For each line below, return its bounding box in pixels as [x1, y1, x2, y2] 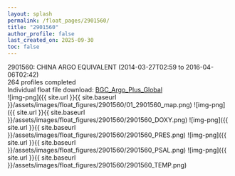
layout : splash [7, 10, 53, 18]
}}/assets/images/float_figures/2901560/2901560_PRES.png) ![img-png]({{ [7, 131, 227, 139]
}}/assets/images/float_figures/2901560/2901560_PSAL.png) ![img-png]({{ [7, 146, 227, 154]
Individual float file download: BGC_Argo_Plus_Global [7, 86, 162, 94]
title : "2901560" [7, 23, 59, 31]
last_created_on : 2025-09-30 [7, 37, 94, 44]
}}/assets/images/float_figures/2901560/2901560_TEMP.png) [7, 161, 187, 169]
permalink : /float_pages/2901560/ [7, 17, 110, 24]
